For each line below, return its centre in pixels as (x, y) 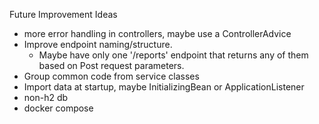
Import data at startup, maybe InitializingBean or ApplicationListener (164, 87)
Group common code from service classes (111, 76)
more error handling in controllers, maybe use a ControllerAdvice (157, 33)
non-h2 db (46, 97)
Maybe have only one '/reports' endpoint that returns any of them (173, 55)
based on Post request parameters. (111, 65)
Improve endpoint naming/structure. (98, 44)
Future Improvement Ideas (63, 14)
